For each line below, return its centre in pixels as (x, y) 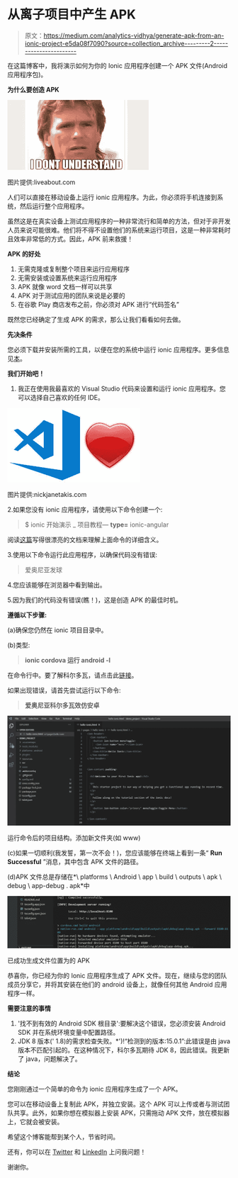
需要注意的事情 (29, 1009)
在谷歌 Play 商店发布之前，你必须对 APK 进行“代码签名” (98, 304)
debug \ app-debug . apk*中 (49, 885)
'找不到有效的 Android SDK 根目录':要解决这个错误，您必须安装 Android (121, 1023)
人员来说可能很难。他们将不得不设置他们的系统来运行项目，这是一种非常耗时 (119, 230)
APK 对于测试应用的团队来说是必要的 (71, 296)
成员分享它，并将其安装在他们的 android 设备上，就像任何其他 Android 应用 (117, 985)
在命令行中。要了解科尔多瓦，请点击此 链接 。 (73, 675)
